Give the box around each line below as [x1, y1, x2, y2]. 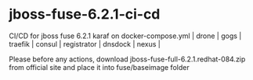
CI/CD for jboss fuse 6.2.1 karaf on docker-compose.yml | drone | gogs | [9, 31, 242, 40]
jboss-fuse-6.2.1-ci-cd [9, 5, 161, 23]
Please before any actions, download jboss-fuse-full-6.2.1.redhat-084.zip [9, 54, 246, 64]
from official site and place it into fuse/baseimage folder [9, 62, 190, 71]
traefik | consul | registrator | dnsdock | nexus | [9, 39, 161, 48]
